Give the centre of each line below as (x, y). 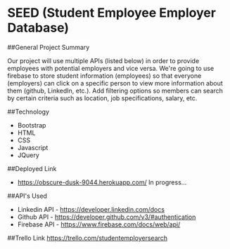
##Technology (28, 112)
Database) (38, 28)
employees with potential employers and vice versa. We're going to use (111, 68)
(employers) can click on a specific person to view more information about (115, 83)
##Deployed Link (32, 168)
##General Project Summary (49, 47)
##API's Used (27, 196)
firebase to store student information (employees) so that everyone (104, 76)
